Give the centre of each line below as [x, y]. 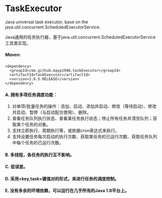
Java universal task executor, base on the [47, 22]
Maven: [13, 54]
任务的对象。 [38, 125]
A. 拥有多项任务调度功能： [31, 95]
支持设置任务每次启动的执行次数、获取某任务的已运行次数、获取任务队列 [84, 137]
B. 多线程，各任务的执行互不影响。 [40, 155]
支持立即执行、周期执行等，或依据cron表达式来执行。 [66, 131]
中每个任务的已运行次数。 [38, 143]
